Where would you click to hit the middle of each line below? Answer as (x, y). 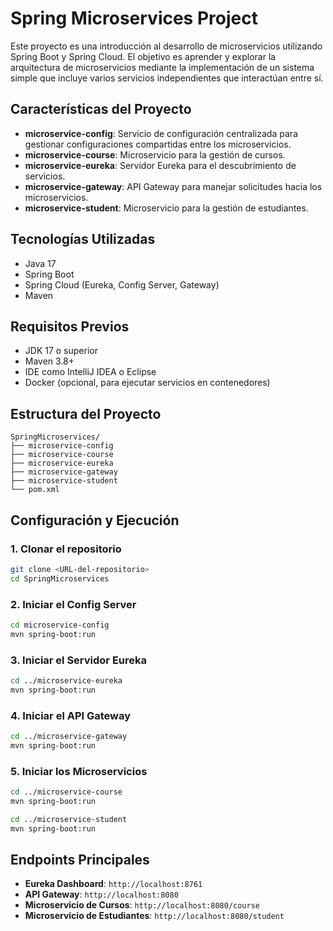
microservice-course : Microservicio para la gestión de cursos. (155, 154)
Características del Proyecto (101, 109)
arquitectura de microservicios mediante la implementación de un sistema (162, 67)
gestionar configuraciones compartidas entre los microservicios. (158, 144)
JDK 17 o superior (61, 351)
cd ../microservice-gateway (69, 737)
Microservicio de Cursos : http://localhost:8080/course (142, 905)
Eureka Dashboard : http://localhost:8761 (113, 884)
